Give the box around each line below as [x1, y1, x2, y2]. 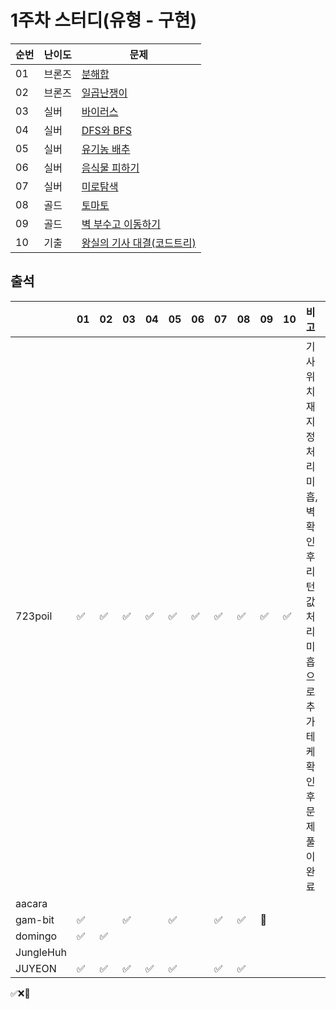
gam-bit [15, 912, 55, 926]
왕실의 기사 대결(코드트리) [81, 236, 197, 250]
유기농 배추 [81, 142, 131, 156]
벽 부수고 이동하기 [81, 217, 161, 231]
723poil [15, 609, 53, 623]
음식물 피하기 [81, 161, 140, 175]
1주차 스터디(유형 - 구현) [10, 9, 198, 32]
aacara [15, 896, 48, 910]
